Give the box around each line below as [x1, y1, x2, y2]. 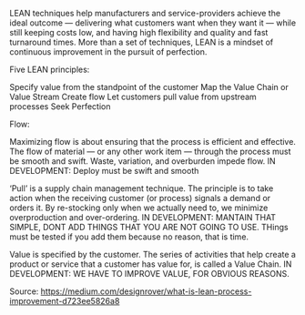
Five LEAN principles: [9, 64, 90, 75]
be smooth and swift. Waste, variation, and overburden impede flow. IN [9, 156, 276, 167]
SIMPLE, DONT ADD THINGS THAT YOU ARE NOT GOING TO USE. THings [9, 222, 289, 232]
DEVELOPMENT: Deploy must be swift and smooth [9, 166, 199, 176]
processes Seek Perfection [9, 101, 111, 112]
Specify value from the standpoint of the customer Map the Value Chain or [9, 82, 289, 92]
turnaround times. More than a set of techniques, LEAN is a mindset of [9, 36, 274, 47]
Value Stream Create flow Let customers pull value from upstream [9, 91, 257, 102]
